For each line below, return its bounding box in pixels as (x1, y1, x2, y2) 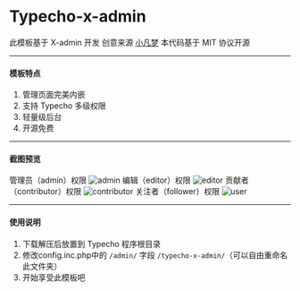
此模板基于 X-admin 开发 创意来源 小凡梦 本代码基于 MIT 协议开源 (9, 37, 250, 47)
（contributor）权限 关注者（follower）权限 (9, 186, 221, 197)
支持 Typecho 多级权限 (21, 100, 107, 111)
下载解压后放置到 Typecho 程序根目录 (21, 238, 162, 249)
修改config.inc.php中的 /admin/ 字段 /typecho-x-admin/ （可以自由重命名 (21, 249, 288, 261)
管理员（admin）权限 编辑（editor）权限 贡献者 (9, 175, 249, 185)
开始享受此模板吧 (21, 271, 86, 283)
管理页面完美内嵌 (21, 90, 86, 100)
